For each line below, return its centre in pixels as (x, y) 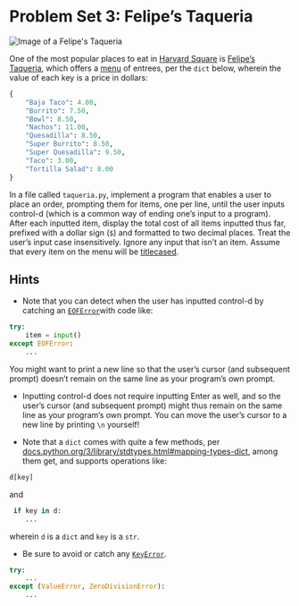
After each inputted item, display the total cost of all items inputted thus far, (148, 223)
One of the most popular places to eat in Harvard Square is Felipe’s (133, 58)
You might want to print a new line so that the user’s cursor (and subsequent (149, 369)
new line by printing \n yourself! (81, 424)
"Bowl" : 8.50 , (51, 119)
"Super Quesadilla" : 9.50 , (75, 153)
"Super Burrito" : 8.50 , (70, 144)
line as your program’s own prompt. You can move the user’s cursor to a (154, 414)
